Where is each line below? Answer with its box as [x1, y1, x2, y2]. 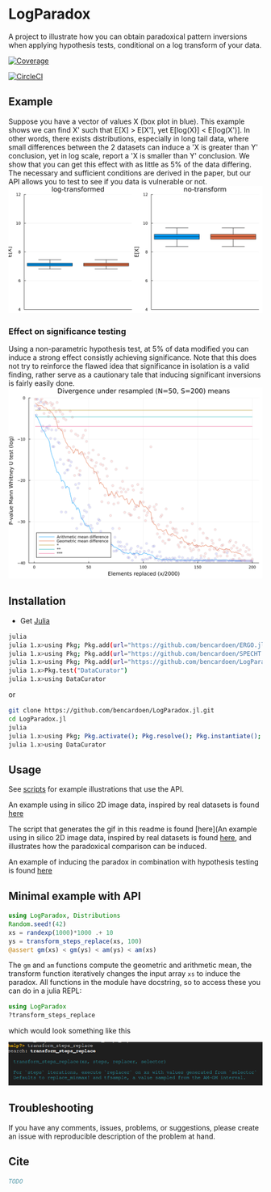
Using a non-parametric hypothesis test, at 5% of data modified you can [8, 344, 249, 354]
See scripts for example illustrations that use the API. [8, 784, 184, 794]
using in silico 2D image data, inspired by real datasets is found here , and [8, 833, 252, 843]
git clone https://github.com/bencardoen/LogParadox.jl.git [8, 707, 215, 715]
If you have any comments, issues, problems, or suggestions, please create [8, 1122, 260, 1132]
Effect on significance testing [8, 325, 127, 336]
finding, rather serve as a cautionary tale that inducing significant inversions [8, 370, 261, 380]
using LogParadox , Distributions [8, 911, 121, 920]
